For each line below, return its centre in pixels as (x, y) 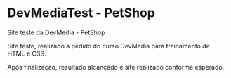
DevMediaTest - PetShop (81, 13)
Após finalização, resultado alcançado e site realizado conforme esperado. (116, 67)
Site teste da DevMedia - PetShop (56, 32)
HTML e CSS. (27, 53)
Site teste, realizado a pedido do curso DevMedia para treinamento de (109, 46)
